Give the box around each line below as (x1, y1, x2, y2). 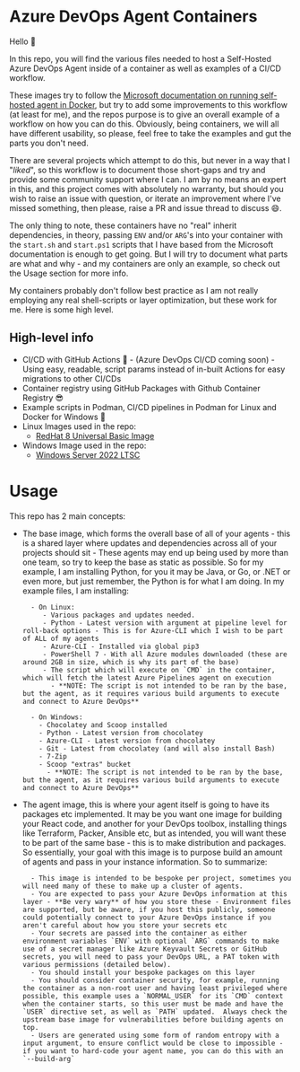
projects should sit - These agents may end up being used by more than (21, 547, 289, 558)
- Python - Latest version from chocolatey (39, 728, 203, 737)
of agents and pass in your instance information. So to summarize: (21, 856, 268, 867)
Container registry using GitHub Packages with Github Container (21, 382, 261, 393)
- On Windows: (30, 712, 83, 722)
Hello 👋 (9, 36, 36, 47)
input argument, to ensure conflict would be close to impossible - (21, 1039, 284, 1048)
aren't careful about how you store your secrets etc (21, 920, 227, 930)
